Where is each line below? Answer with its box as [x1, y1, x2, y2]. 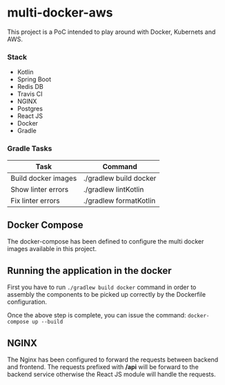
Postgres [17, 105, 43, 113]
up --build [32, 319, 63, 326]
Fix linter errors [10, 195, 60, 205]
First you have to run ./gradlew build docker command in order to [7, 283, 197, 291]
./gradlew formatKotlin [83, 195, 156, 205]
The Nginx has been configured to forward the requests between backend [7, 355, 219, 364]
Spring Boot [17, 75, 52, 83]
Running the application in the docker [7, 264, 172, 277]
